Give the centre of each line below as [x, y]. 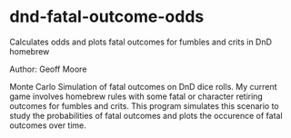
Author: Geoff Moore [48, 69]
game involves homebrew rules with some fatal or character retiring [136, 96]
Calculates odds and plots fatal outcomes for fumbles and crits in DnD [141, 42]
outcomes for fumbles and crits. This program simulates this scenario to [144, 105]
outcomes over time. [48, 125]
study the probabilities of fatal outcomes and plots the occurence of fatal [146, 115]
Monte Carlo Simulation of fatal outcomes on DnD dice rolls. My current [143, 86]
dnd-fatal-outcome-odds [107, 17]
